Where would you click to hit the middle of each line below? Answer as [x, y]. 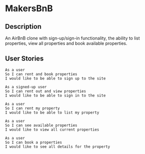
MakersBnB [29, 9]
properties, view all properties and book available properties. [66, 43]
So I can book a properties [34, 142]
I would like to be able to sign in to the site [55, 96]
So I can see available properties [41, 125]
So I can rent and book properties [41, 74]
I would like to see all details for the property [58, 147]
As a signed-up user [26, 87]
